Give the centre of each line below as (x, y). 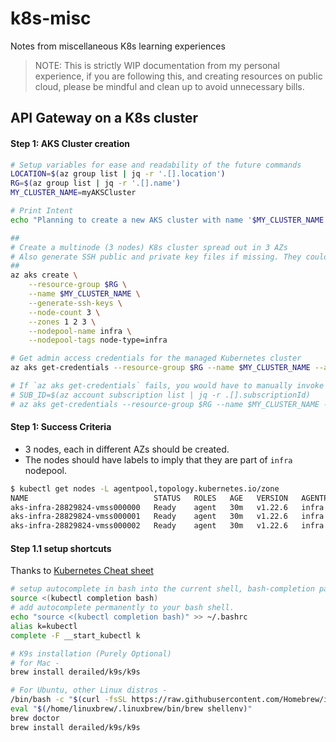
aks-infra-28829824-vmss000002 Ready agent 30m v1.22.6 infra (167, 526)
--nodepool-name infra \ (80, 331)
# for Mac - (35, 663)
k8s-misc (51, 18)
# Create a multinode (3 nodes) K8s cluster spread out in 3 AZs (149, 247)
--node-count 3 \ (64, 312)
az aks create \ (44, 275)
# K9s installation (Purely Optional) (91, 653)
